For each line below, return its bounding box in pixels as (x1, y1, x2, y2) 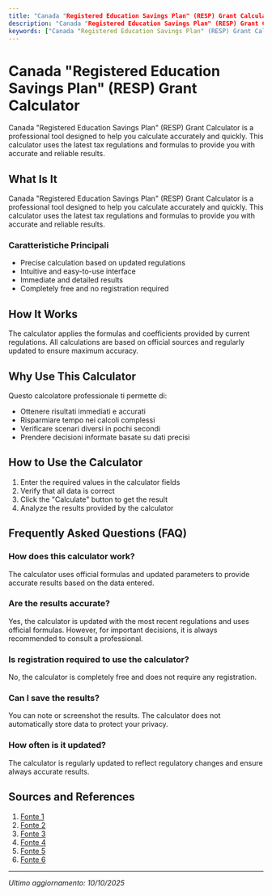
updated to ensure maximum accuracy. (8, 346, 139, 356)
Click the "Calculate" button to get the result (19, 495, 168, 504)
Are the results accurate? (8, 598, 111, 609)
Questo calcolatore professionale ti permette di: (8, 391, 168, 401)
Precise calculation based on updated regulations (19, 258, 186, 268)
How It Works (8, 307, 79, 321)
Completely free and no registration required (19, 284, 169, 294)
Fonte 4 (19, 837, 46, 847)
